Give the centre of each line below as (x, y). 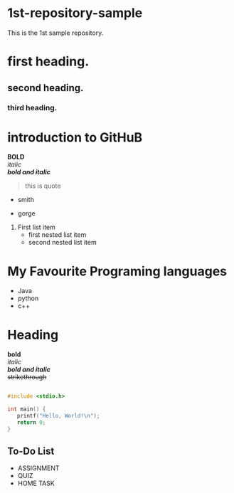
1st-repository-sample (75, 13)
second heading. (46, 88)
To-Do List (31, 451)
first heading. (48, 62)
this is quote (43, 186)
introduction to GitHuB (75, 137)
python (28, 298)
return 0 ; (31, 422)
